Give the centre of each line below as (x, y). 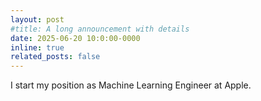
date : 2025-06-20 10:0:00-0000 (75, 38)
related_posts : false (55, 57)
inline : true (37, 47)
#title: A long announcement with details (100, 29)
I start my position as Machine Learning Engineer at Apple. (131, 85)
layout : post (37, 19)
